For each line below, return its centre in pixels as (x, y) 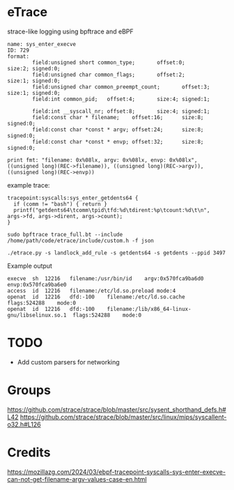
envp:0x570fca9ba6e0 (37, 284)
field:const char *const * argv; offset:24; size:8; (118, 130)
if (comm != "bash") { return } (61, 204)
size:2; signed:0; (34, 68)
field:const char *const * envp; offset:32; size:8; (118, 141)
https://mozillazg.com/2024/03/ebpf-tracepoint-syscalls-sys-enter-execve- (117, 472)
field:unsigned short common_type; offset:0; (109, 62)
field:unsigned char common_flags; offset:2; (109, 75)
